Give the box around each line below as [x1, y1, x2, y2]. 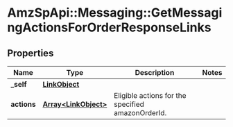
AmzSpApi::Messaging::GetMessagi [7, 5, 223, 21]
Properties [7, 47, 54, 59]
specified [114, 99, 144, 109]
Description [135, 68, 175, 77]
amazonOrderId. [114, 108, 167, 117]
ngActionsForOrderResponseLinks [7, 19, 212, 35]
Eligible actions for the [114, 91, 187, 100]
